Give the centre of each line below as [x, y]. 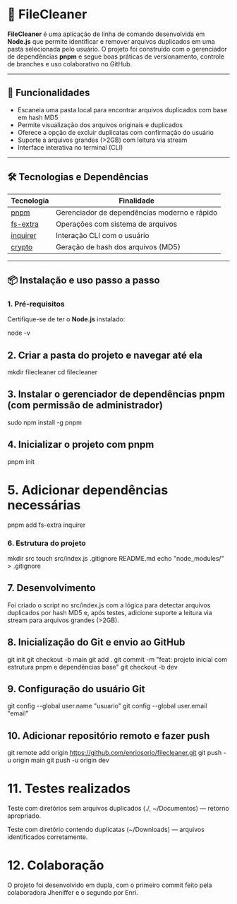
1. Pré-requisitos [36, 304]
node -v [19, 333]
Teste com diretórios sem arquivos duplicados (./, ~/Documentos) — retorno [118, 809]
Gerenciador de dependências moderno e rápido [137, 213]
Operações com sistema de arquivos [117, 224]
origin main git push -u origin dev [61, 760]
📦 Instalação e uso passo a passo [84, 280]
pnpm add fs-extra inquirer [47, 525]
